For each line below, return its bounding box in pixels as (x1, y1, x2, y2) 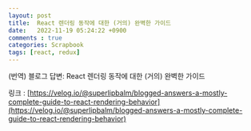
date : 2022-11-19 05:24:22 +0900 (8, 26, 127, 34)
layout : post (8, 11, 52, 20)
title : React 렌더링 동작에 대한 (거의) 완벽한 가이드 (8, 19, 172, 27)
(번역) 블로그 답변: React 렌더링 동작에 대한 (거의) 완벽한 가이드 (8, 71, 205, 80)
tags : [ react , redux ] (8, 48, 81, 56)
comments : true (8, 33, 62, 42)
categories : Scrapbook (8, 41, 84, 49)
